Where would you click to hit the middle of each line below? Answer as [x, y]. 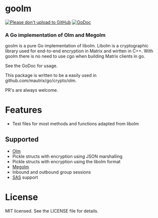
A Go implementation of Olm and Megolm [55, 35]
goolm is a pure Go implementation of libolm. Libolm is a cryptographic [77, 46]
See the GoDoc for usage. [32, 66]
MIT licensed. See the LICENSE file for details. [52, 211]
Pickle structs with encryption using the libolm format [66, 161]
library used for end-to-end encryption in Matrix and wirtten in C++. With [79, 51]
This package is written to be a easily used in [51, 75]
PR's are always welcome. [32, 90]
